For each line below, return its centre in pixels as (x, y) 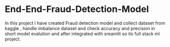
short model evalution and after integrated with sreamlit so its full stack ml (82, 33)
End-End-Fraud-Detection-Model (77, 9)
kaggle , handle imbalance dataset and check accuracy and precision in (80, 28)
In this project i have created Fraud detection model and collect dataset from (85, 23)
